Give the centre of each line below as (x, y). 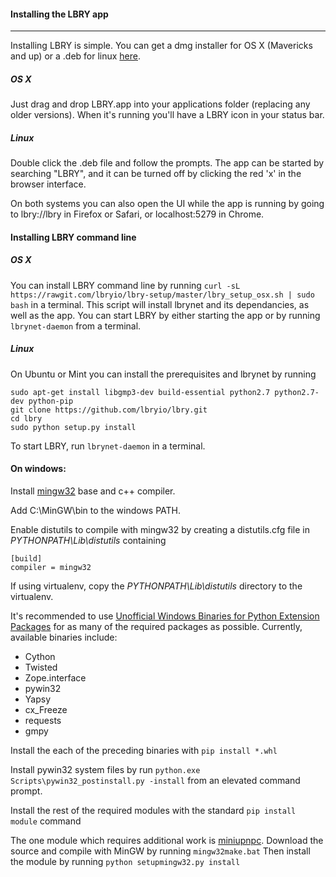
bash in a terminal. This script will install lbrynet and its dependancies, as (160, 304)
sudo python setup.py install (73, 427)
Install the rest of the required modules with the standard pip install (153, 810)
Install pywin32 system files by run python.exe (105, 769)
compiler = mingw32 (51, 567)
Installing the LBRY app (59, 14)
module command (46, 821)
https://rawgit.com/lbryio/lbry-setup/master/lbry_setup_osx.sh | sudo (162, 295)
